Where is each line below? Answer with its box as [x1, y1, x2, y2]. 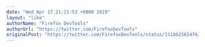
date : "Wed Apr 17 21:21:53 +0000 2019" [6, 9, 111, 15]
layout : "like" [6, 15, 45, 21]
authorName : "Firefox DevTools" [6, 20, 88, 26]
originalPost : [6, 32, 43, 38]
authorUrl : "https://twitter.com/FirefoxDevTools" [6, 26, 138, 32]
